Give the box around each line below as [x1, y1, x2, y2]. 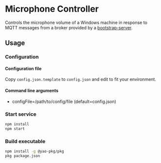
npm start [5, 126, 25, 131]
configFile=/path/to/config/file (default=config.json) [12, 99, 117, 104]
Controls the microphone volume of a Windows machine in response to [5, 20, 147, 25]
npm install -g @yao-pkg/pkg [5, 149, 64, 154]
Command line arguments [5, 88, 59, 94]
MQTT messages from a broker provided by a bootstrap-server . [5, 24, 133, 30]
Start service [5, 111, 36, 118]
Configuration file [5, 65, 42, 71]
